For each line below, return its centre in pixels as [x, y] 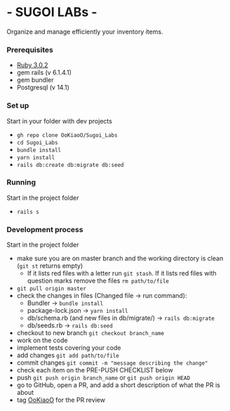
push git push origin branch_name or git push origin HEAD [103, 378]
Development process [45, 229]
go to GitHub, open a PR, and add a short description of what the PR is [118, 385]
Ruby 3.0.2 [32, 65]
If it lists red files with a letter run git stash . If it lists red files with [122, 274]
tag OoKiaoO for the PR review [61, 400]
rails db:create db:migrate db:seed [70, 165]
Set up [18, 106]
